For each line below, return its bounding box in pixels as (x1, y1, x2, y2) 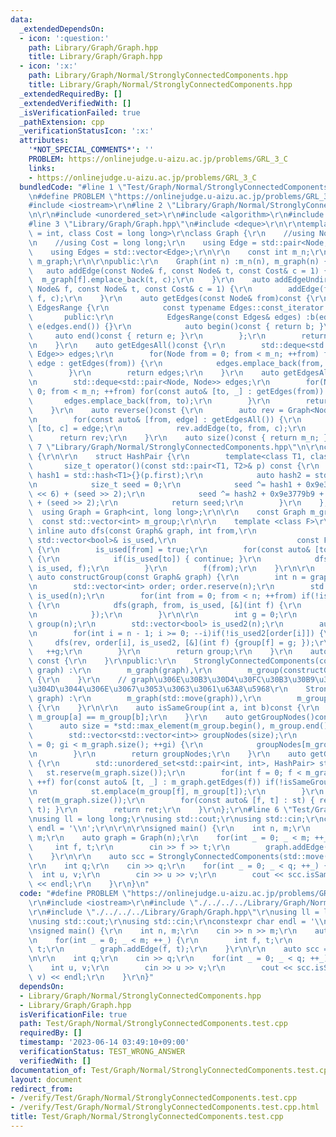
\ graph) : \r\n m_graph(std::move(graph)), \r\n (28, 693, 262, 703)
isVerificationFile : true (19, 1009, 128, 1020)
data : (10, 14, 33, 25)
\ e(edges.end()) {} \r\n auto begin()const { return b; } (28, 321, 325, 331)
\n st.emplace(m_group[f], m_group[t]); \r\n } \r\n (28, 786, 325, 796)
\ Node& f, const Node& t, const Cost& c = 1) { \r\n (28, 284, 253, 295)
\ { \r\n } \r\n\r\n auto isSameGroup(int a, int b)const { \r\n (28, 702, 320, 713)
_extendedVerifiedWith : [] (19, 98, 132, 108)
